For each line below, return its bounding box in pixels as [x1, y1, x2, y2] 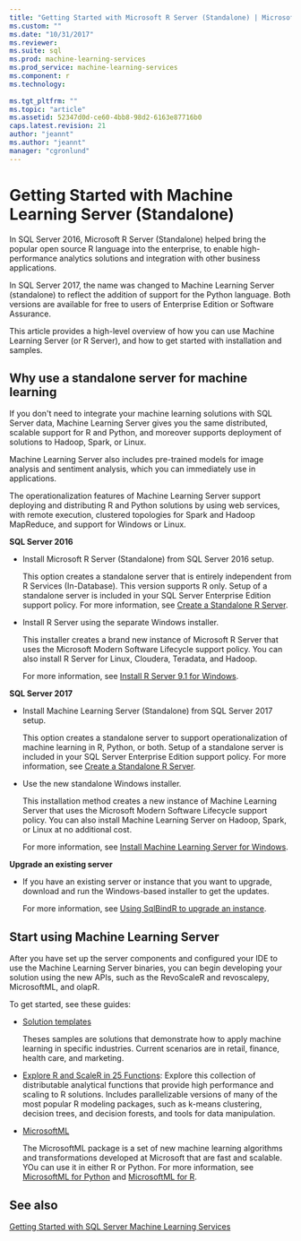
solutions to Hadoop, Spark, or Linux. [9, 436, 147, 448]
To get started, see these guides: [9, 999, 132, 1010]
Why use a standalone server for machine [9, 370, 248, 385]
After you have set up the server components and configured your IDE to [9, 953, 278, 964]
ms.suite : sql [9, 47, 63, 56]
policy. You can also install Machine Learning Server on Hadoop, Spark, [21, 814, 287, 825]
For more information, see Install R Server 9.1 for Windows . [21, 671, 239, 682]
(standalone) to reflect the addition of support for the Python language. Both [9, 289, 291, 300]
